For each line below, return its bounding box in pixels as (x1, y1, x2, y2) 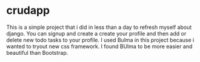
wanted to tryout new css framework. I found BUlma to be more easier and (6, 43, 193, 50)
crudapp (6, 4, 50, 17)
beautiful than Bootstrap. (6, 49, 68, 56)
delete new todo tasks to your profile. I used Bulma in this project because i (6, 36, 195, 43)
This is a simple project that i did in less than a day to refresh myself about (6, 23, 192, 31)
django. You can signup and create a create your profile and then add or (6, 29, 187, 37)
